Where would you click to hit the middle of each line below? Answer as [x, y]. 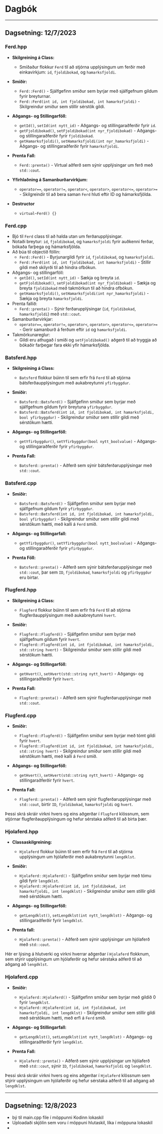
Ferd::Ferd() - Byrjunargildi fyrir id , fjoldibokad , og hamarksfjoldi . [87, 257]
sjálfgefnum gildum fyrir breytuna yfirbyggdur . [66, 407]
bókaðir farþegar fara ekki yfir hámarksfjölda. [65, 345]
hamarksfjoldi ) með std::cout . [50, 314]
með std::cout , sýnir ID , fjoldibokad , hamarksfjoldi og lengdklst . [86, 1066]
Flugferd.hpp [21, 590]
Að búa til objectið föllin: [36, 251]
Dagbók [21, 9]
